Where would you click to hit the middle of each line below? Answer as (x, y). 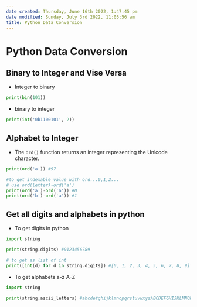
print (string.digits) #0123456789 (48, 250)
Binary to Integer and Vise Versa (67, 73)
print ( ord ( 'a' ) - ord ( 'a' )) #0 (42, 190)
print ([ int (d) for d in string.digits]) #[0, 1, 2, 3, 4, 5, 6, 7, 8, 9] (98, 265)
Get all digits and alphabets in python (75, 214)
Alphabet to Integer (42, 138)
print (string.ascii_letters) (42, 298)
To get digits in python (42, 228)
